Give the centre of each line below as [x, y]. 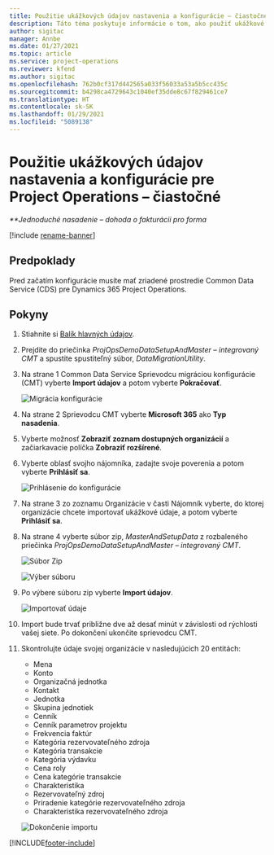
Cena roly [49, 768]
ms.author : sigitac [42, 77]
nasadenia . [40, 423]
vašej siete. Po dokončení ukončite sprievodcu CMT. [109, 633]
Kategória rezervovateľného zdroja [91, 743]
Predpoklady [42, 261]
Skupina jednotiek [63, 708]
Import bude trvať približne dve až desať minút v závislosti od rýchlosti [139, 625]
